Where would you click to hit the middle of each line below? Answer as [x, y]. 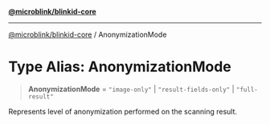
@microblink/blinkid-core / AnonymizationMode [88, 34]
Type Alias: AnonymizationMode [120, 67]
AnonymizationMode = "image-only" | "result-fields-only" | [131, 89]
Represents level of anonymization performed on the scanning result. [123, 111]
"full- [247, 90]
